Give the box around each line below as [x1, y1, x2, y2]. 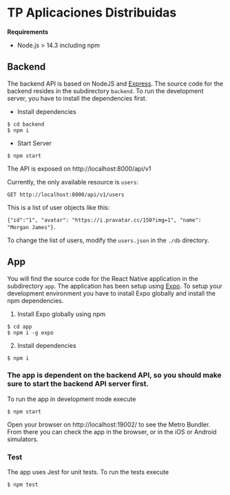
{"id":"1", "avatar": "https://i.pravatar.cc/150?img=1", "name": [7, 216, 202, 224]
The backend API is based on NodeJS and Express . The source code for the [7, 79, 224, 88]
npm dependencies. [7, 296, 64, 304]
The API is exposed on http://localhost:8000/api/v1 [7, 164, 151, 173]
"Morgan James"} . [7, 222, 56, 231]
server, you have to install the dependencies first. [7, 94, 147, 102]
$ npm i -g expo [7, 329, 54, 336]
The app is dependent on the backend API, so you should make [7, 371, 222, 380]
